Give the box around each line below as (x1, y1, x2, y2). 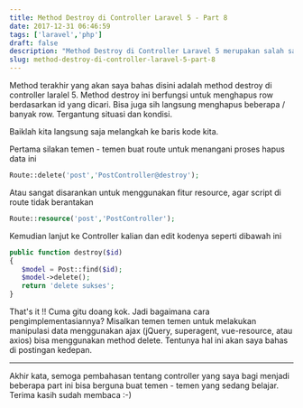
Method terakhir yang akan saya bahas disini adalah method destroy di (9, 80, 272, 90)
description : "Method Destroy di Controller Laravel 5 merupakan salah (9, 47, 284, 56)
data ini (9, 153, 37, 163)
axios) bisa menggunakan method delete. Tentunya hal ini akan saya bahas (9, 335, 289, 346)
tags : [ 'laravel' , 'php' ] (9, 30, 103, 39)
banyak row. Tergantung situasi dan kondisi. (9, 109, 173, 119)
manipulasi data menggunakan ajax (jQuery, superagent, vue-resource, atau (9, 326, 293, 336)
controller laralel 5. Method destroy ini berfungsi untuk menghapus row (9, 89, 273, 100)
